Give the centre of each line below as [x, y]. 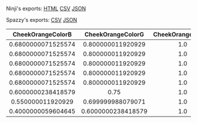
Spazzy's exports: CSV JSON [42, 20]
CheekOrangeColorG [114, 34]
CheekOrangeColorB [42, 34]
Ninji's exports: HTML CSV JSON [46, 9]
